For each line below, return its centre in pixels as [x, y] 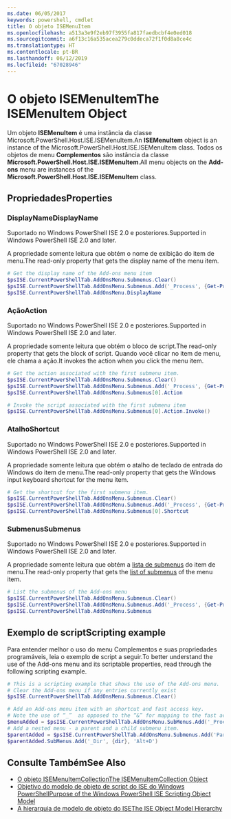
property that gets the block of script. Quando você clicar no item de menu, [114, 354]
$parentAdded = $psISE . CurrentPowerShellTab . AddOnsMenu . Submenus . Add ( [110, 735]
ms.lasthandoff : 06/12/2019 [47, 59]
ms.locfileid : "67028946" [44, 65]
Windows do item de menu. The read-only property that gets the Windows [112, 472]
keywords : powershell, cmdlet [51, 20]
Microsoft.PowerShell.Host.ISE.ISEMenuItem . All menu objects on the [107, 162]
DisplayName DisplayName [53, 218]
